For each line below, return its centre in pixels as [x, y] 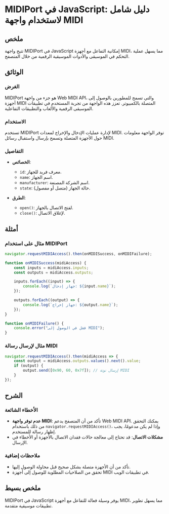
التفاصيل [14, 151]
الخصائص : [22, 162]
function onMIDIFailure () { [34, 323]
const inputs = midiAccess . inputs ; [51, 268]
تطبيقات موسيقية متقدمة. [29, 505]
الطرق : [19, 198]
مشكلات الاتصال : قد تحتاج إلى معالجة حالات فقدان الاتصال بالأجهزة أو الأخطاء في [87, 437]
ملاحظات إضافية [23, 456]
